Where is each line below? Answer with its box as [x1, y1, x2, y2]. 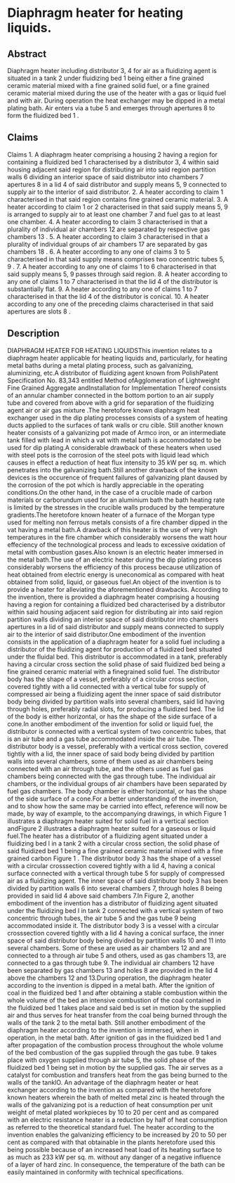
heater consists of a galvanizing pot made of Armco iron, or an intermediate [7, 428, 227, 437]
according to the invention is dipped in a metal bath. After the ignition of [7, 981, 215, 989]
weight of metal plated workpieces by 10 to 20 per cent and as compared [7, 1108, 219, 1116]
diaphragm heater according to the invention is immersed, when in [7, 1026, 199, 1034]
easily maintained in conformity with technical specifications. [7, 1168, 184, 1176]
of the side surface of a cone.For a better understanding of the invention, [7, 794, 219, 803]
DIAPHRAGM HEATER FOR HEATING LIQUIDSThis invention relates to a [7, 346, 213, 354]
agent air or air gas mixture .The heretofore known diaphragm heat [7, 406, 200, 414]
